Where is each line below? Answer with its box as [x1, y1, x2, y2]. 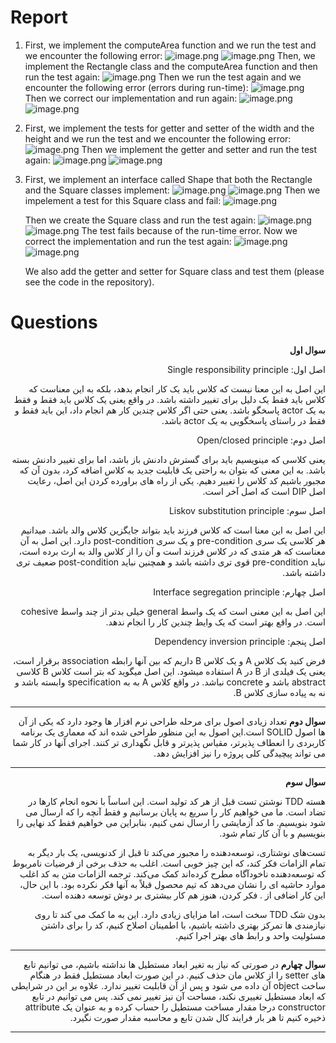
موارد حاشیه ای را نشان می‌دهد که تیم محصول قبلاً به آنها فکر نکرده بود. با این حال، [19, 878, 326, 890]
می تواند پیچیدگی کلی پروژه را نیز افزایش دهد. [153, 747, 326, 759]
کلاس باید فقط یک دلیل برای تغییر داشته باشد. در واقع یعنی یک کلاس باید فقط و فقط [13, 393, 326, 405]
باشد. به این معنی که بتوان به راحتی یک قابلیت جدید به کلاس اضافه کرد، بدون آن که [19, 464, 326, 476]
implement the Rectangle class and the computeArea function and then [24, 60, 318, 72]
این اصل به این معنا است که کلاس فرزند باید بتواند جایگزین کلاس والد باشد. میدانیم [20, 524, 326, 536]
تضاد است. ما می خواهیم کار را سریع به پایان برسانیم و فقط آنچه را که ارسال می [25, 806, 326, 818]
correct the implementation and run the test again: [24, 235, 232, 247]
